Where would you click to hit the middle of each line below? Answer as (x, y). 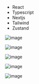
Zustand (20, 28)
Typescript (23, 12)
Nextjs (19, 18)
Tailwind (20, 23)
